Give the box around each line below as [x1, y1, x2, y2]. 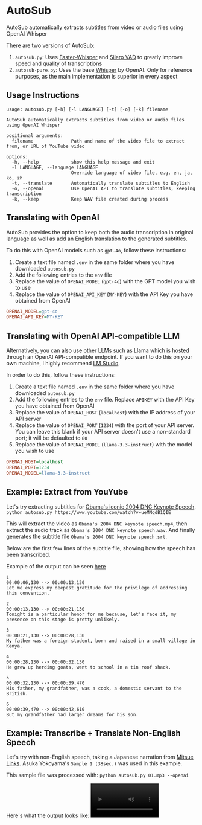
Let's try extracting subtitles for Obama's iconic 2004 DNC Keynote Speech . [6, 502, 196, 510]
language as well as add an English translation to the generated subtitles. [6, 235, 188, 242]
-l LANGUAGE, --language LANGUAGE [11, 164, 98, 170]
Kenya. [6, 643, 23, 649]
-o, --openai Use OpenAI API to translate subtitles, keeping [11, 185, 196, 191]
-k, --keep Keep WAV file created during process [11, 196, 169, 202]
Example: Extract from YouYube [6, 487, 128, 497]
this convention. [6, 590, 50, 596]
